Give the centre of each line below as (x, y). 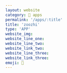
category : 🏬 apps (24, 15)
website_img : (19, 34)
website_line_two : (25, 44)
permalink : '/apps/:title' (34, 20)
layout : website (23, 10)
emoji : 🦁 (15, 63)
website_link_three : (27, 58)
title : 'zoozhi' (23, 24)
